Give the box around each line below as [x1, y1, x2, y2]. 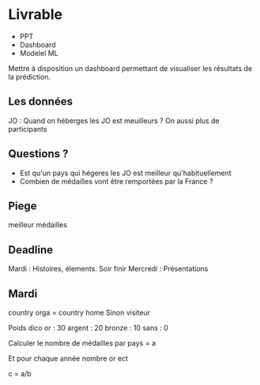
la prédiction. [8, 72, 51, 81]
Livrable [8, 6, 63, 24]
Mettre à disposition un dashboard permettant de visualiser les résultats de [8, 63, 253, 73]
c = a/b [8, 369, 32, 378]
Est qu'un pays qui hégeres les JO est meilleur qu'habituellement [19, 168, 232, 178]
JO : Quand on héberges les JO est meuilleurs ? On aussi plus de [8, 116, 220, 125]
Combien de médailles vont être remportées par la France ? [19, 176, 213, 186]
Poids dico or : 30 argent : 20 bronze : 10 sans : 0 [8, 323, 168, 332]
